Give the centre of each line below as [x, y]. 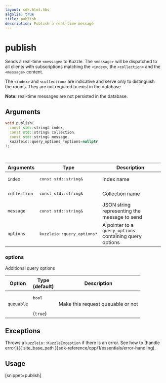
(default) [43, 286]
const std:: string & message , [40, 137]
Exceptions [23, 331]
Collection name [121, 194]
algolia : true [20, 14]
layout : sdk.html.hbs [27, 10]
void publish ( [20, 123]
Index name [116, 179]
